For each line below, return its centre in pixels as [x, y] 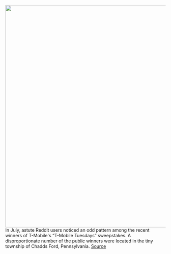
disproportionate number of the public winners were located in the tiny [79, 241]
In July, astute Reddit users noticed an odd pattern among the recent [77, 230]
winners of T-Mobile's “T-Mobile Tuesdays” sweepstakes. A [68, 235]
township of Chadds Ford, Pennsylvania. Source [56, 246]
